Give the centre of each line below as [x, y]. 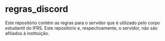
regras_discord [37, 9]
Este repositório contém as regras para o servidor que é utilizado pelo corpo [82, 23]
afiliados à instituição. [27, 33]
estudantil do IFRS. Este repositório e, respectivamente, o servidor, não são [82, 28]
